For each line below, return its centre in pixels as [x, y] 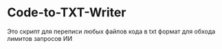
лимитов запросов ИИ [40, 38]
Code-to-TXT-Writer [67, 13]
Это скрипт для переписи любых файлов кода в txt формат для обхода [111, 31]
